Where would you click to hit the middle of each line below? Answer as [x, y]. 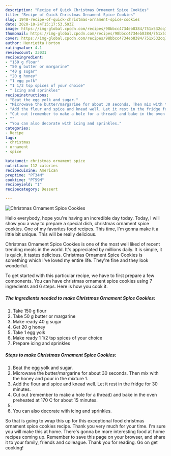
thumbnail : [17, 34]
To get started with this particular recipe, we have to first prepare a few [80, 276]
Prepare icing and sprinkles [41, 343]
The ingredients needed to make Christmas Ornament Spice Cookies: [80, 298]
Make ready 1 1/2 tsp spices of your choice [58, 338]
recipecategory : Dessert [32, 189]
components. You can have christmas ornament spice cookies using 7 [79, 281]
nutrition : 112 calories [32, 166]
